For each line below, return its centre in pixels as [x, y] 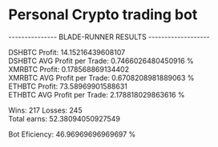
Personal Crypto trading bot [103, 15]
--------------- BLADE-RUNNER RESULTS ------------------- [109, 37]
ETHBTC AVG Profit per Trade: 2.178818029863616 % [97, 94]
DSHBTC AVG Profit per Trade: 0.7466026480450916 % [101, 61]
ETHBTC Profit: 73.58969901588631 [68, 86]
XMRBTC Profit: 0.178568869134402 [69, 69]
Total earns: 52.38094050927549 [64, 118]
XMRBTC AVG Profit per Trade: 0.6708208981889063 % [101, 77]
